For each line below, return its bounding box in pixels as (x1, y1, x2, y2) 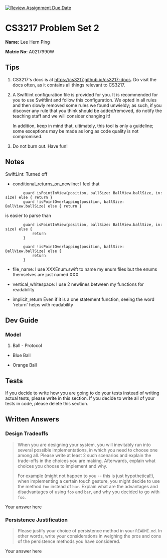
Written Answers (5, 415, 59, 424)
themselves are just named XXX (12, 271, 79, 277)
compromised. (12, 133, 43, 139)
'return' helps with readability (12, 301, 74, 307)
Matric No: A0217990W (5, 48, 54, 55)
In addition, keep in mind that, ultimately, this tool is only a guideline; (12, 123, 154, 129)
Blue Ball (12, 352, 31, 359)
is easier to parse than (5, 212, 52, 218)
